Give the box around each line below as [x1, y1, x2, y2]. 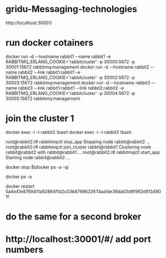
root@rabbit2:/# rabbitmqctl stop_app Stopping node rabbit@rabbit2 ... [5, 138, 150, 144]
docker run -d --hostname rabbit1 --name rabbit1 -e [5, 53, 111, 59]
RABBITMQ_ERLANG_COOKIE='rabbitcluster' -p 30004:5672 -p [5, 90, 135, 96]
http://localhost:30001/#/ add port [5, 234, 151, 245]
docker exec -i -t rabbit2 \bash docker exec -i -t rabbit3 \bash [5, 129, 132, 135]
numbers [5, 244, 43, 256]
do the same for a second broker [5, 211, 141, 222]
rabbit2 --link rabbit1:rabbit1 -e [18, 69, 81, 75]
